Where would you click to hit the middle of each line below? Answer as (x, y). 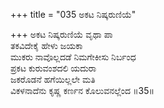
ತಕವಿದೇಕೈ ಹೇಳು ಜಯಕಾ (46, 45)
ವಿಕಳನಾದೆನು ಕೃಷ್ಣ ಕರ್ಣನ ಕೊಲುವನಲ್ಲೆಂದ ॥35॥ (82, 90)
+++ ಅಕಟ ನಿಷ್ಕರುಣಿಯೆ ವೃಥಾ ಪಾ (61, 34)
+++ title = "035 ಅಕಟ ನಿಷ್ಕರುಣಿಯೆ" (73, 14)
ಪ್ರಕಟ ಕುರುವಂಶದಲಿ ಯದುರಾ (53, 68)
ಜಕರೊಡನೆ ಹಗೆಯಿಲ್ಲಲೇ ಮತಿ (53, 79)
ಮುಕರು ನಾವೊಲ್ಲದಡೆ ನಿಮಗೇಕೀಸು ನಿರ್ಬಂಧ (73, 57)
